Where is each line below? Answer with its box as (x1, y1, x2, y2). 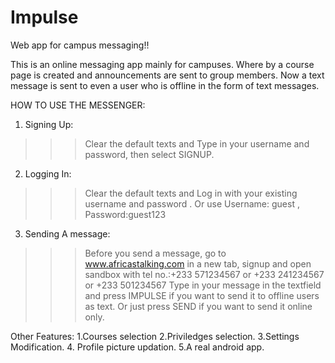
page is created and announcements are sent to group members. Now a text (10, 69, 325, 81)
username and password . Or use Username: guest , (84, 197, 300, 210)
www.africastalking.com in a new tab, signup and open (84, 257, 312, 270)
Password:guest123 (84, 208, 167, 220)
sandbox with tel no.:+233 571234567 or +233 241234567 (84, 268, 325, 280)
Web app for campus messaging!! (10, 39, 150, 51)
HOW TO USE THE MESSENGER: (10, 99, 146, 111)
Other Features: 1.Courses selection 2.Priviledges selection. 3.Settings (10, 330, 300, 342)
